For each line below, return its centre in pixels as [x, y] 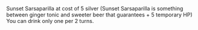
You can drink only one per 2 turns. [50, 21]
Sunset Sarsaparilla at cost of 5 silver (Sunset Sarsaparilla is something [95, 9]
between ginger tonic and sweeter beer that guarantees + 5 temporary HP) [99, 15]
